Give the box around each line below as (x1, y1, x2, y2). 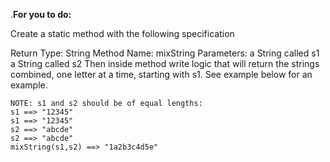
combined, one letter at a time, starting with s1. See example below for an (10, 69, 313, 80)
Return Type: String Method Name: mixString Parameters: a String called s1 (10, 47, 320, 59)
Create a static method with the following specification (10, 28, 235, 39)
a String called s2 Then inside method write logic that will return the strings (10, 58, 320, 69)
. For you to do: (10, 9, 72, 20)
